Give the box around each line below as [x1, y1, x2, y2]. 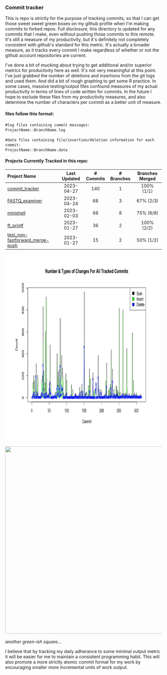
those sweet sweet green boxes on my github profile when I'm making [5, 20, 149, 26]
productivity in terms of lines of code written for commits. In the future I [5, 89, 152, 95]
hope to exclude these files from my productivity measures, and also [5, 94, 146, 100]
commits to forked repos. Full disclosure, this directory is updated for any [5, 26, 156, 32]
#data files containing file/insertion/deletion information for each [5, 137, 155, 142]
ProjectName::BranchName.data [5, 147, 68, 152]
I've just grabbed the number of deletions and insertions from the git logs [5, 73, 155, 79]
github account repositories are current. [5, 52, 87, 58]
